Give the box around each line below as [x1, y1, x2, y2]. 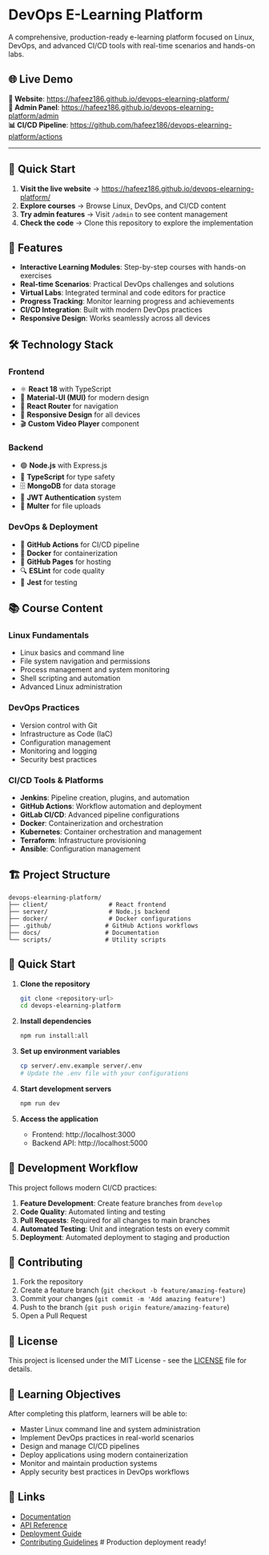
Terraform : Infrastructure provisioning [19, 835, 147, 845]
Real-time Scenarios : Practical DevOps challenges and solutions [19, 280, 235, 289]
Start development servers [19, 1084, 112, 1093]
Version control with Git [19, 720, 98, 730]
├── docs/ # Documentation [8, 929, 159, 937]
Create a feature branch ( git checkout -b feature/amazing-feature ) [19, 1285, 247, 1295]
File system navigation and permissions [19, 656, 151, 666]
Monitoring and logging [19, 745, 98, 756]
